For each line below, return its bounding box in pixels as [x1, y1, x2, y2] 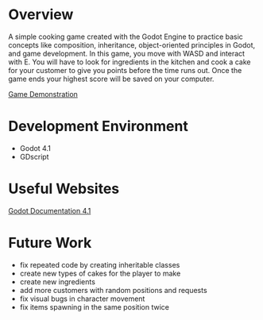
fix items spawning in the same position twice [19, 302, 169, 311]
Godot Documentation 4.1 [8, 206, 91, 215]
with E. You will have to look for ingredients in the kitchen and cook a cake [8, 57, 251, 67]
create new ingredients [19, 276, 95, 287]
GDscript [19, 152, 49, 161]
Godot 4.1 [19, 143, 52, 152]
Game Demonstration [8, 89, 78, 98]
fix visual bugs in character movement [19, 294, 145, 303]
